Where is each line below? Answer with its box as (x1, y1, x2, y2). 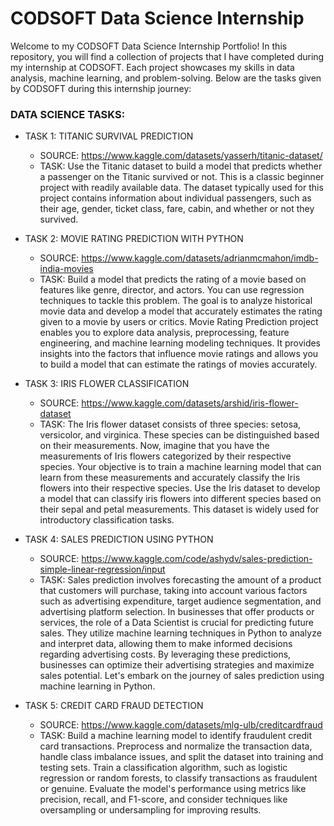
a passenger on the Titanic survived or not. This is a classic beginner (39, 171, 325, 183)
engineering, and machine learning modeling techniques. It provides (39, 337, 322, 349)
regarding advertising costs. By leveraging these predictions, (39, 648, 292, 661)
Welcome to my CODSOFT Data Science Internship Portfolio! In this (10, 40, 288, 52)
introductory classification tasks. (39, 514, 175, 526)
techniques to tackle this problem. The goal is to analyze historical (39, 295, 313, 307)
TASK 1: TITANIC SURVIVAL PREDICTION (24, 130, 194, 142)
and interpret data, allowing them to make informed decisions (39, 638, 293, 650)
